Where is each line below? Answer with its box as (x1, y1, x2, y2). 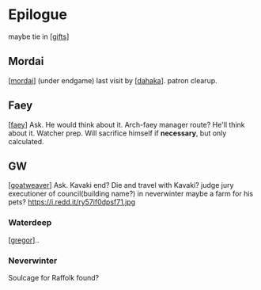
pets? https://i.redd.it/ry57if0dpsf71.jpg (8, 197, 136, 207)
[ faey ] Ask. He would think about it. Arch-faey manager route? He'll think (8, 120, 245, 129)
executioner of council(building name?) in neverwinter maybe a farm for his (8, 189, 254, 199)
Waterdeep (8, 217, 52, 228)
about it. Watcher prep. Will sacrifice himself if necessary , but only (8, 128, 227, 138)
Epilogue (8, 6, 67, 24)
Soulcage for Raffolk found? (8, 273, 100, 282)
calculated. (8, 136, 45, 146)
